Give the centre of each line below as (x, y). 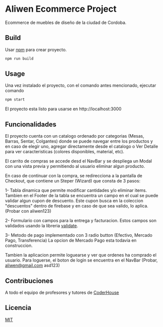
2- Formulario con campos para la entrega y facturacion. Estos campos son (81, 221)
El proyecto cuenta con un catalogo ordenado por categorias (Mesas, (75, 136)
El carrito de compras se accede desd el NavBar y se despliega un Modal (79, 161)
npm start (15, 100)
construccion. (19, 245)
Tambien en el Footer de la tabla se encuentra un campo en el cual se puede (82, 196)
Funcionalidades (31, 124)
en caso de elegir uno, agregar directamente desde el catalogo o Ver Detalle (81, 146)
